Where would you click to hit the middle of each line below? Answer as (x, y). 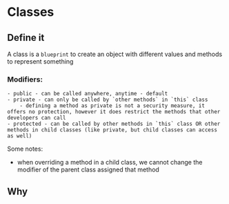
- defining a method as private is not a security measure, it (112, 106)
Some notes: (25, 149)
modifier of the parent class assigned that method (88, 169)
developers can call (37, 118)
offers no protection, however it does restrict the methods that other (114, 112)
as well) (20, 136)
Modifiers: (25, 79)
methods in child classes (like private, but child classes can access (112, 130)
